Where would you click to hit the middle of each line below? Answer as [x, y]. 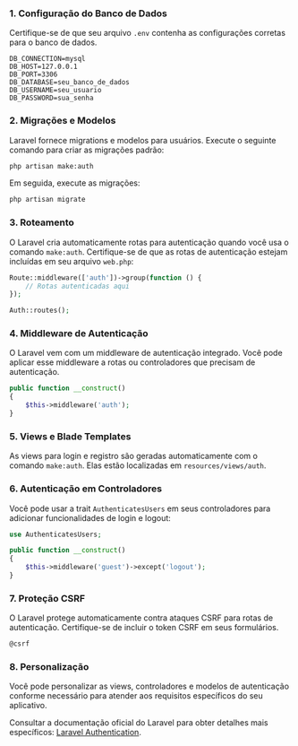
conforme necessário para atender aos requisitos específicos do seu [136, 696]
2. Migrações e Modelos [63, 121]
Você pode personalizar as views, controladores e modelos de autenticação [149, 686]
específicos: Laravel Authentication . [75, 733]
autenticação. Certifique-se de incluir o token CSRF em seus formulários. [144, 628]
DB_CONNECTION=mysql [48, 59]
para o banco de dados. [53, 42]
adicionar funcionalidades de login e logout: [90, 517]
